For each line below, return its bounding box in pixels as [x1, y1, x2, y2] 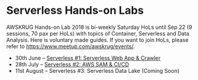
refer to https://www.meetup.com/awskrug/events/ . [6, 43, 135, 50]
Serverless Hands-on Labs [6, 4, 144, 17]
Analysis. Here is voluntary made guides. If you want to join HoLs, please [6, 36, 189, 43]
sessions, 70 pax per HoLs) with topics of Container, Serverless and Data [6, 29, 189, 37]
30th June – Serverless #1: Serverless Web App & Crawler [15, 54, 161, 61]
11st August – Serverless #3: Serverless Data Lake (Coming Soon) [15, 67, 180, 74]
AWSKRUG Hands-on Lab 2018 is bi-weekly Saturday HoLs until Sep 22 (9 [6, 23, 193, 31]
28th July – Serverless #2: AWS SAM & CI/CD [15, 61, 129, 68]
